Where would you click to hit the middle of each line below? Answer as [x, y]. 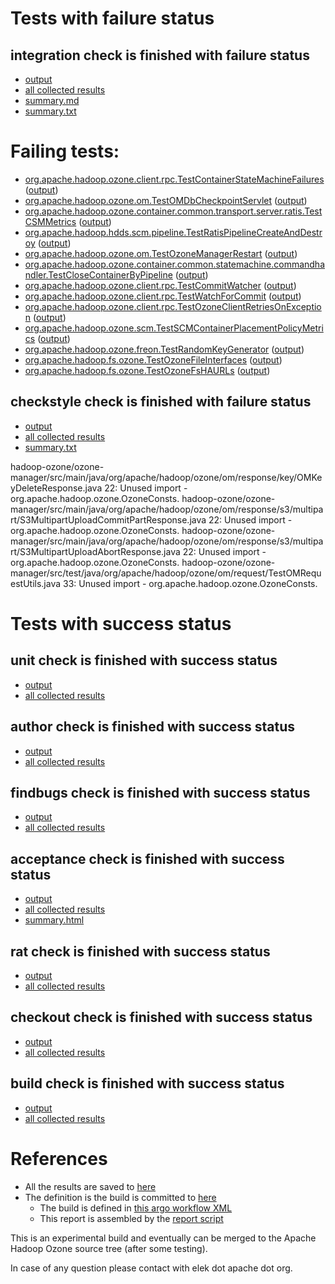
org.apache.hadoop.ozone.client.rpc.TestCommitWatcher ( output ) [160, 285]
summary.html [54, 920]
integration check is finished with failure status [160, 55]
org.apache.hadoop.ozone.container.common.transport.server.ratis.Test [173, 211]
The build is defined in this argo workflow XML [136, 1208]
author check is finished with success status [153, 727]
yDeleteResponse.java [56, 488]
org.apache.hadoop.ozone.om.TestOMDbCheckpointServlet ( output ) [166, 200]
